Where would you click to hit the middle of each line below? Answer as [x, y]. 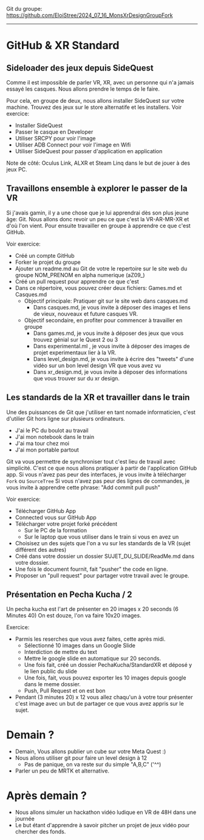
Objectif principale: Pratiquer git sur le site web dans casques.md [106, 301]
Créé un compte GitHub [45, 255]
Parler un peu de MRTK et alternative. [62, 771]
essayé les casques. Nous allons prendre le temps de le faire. [83, 89]
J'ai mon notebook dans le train [55, 436]
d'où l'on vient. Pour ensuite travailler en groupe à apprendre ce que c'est [99, 225]
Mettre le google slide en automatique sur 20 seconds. [93, 658]
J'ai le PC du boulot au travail [52, 430]
